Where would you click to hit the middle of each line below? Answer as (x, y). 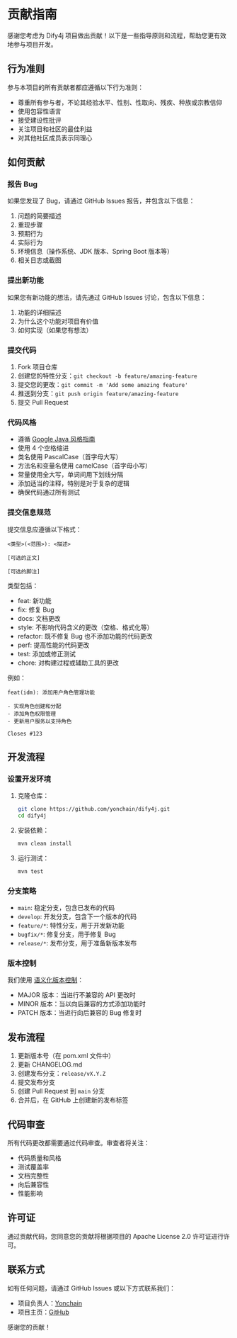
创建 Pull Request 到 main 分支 (61, 1091)
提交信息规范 (29, 512)
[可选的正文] (24, 558)
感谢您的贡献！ (29, 1327)
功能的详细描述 (39, 312)
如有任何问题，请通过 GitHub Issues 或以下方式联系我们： (91, 1288)
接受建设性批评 (39, 120)
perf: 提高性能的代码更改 (53, 645)
